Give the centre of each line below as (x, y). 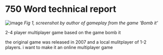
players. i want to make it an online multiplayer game (59, 47)
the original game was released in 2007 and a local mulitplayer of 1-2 (76, 42)
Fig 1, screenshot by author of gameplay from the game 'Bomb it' (91, 23)
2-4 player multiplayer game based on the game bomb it (63, 32)
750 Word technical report (61, 9)
